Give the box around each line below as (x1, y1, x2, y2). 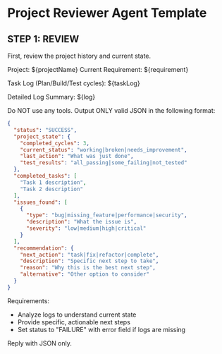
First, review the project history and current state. (7, 51, 152, 60)
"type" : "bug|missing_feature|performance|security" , (25, 212, 188, 219)
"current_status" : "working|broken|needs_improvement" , (20, 146, 188, 153)
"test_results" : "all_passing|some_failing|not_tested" (20, 159, 188, 166)
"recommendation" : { (13, 245, 74, 252)
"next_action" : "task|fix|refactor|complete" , (20, 251, 159, 258)
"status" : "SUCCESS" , (13, 126, 78, 133)
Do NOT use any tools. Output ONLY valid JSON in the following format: (7, 106, 216, 114)
